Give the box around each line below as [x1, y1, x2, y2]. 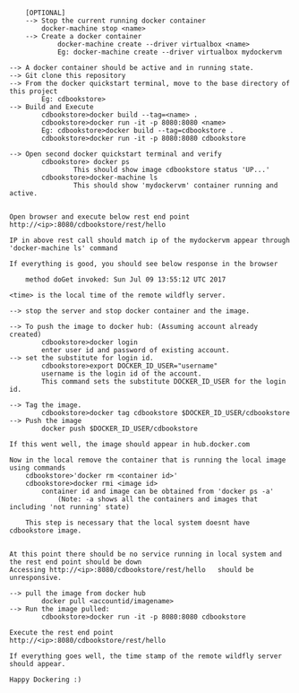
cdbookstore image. [9, 526, 82, 535]
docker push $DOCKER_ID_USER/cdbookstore [41, 424, 199, 433]
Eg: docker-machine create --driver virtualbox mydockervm [56, 48, 282, 56]
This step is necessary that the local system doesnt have [25, 518, 251, 527]
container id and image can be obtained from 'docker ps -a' [41, 487, 275, 496]
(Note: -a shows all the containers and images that [56, 495, 258, 504]
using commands [9, 463, 66, 472]
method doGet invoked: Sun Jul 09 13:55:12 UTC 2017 [25, 275, 226, 284]
